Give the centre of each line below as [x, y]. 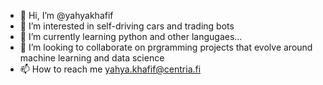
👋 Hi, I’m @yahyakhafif [66, 15]
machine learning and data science [92, 58]
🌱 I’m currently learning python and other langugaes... [131, 36]
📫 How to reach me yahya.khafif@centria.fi [110, 69]
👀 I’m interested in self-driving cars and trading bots [127, 26]
